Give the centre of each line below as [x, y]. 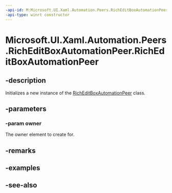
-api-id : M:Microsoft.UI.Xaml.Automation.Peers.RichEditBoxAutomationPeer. [88, 10]
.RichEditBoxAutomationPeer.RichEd [85, 51]
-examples [23, 168]
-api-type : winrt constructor [38, 15]
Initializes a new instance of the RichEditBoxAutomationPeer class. [76, 93]
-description [26, 80]
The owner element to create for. [40, 135]
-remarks [20, 150]
